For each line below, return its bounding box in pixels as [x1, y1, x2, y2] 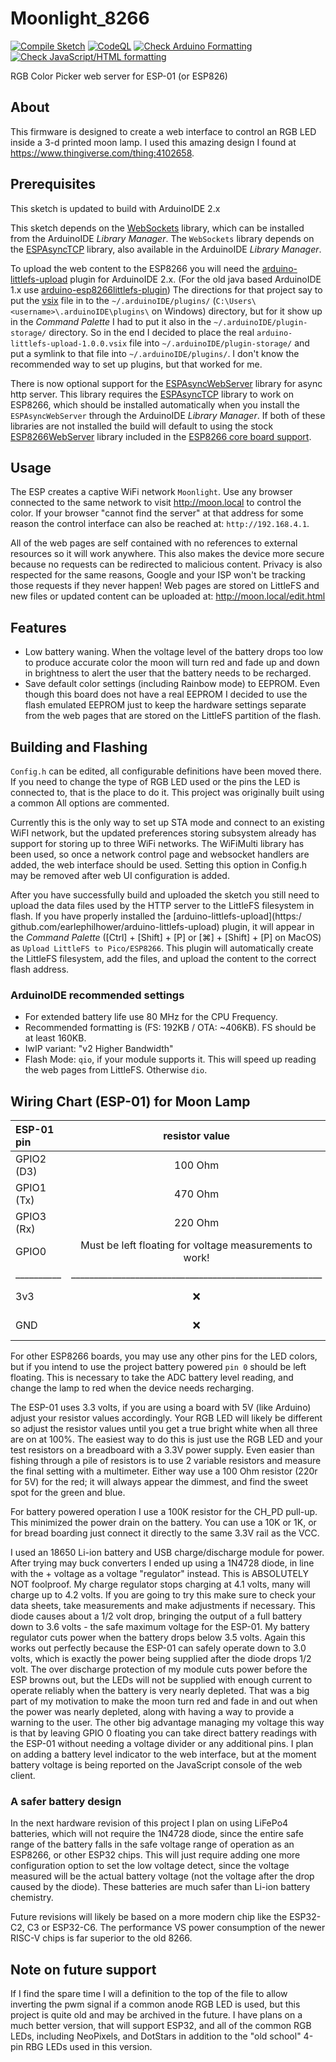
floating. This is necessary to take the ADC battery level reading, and [10, 1372, 294, 1384]
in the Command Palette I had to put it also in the [10, 315, 212, 327]
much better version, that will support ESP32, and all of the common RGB [10, 2020, 312, 2032]
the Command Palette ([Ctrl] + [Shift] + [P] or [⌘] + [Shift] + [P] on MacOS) [10, 932, 322, 943]
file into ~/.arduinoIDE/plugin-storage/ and [129, 337, 310, 349]
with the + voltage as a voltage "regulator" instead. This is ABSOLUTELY [10, 1568, 309, 1580]
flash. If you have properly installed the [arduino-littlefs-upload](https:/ [10, 910, 302, 922]
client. [10, 1770, 36, 1782]
